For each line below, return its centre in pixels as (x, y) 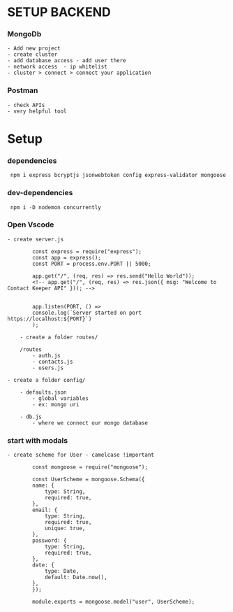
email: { (45, 510)
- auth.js (46, 355)
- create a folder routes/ (59, 337)
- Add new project (34, 49)
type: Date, (62, 571)
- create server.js (36, 239)
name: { (43, 486)
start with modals (38, 440)
